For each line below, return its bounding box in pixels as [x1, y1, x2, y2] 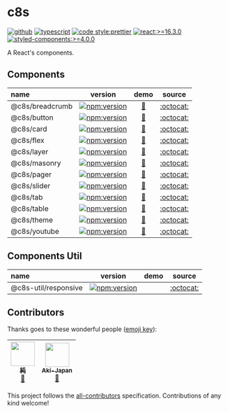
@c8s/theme [10, 215, 54, 225]
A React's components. [7, 48, 75, 57]
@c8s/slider [10, 181, 51, 190]
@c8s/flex [10, 135, 45, 145]
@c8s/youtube [10, 226, 59, 236]
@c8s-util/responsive [10, 283, 83, 293]
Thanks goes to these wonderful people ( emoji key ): [7, 325, 158, 333]
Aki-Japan [41, 366, 73, 374]
